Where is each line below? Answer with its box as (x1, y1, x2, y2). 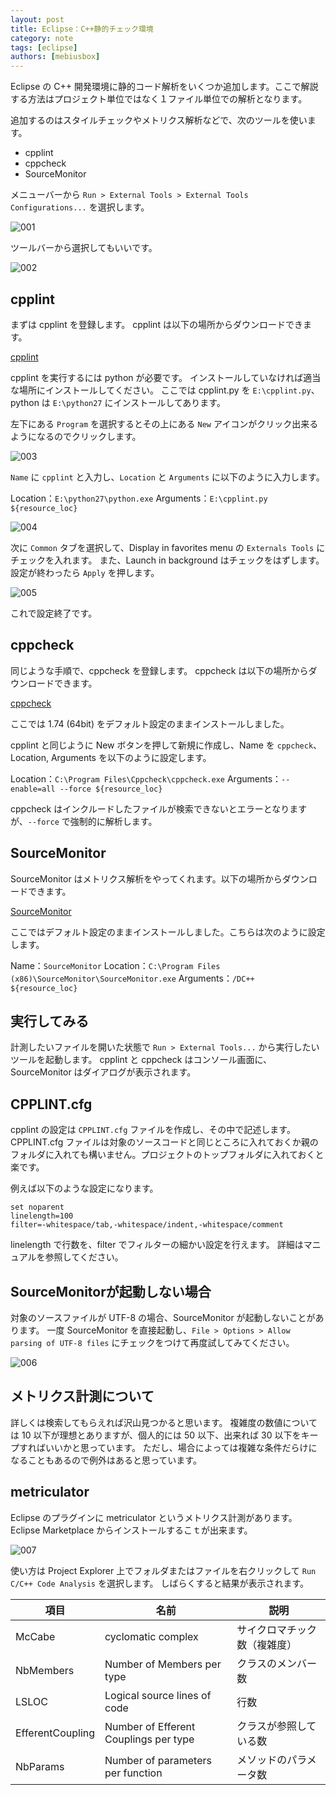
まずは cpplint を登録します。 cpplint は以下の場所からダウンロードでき (10, 318, 303, 330)
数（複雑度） (236, 1637, 298, 1651)
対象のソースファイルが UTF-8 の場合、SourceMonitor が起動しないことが (10, 1312, 316, 1323)
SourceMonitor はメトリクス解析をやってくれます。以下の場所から (10, 872, 283, 885)
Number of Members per (104, 1657, 222, 1671)
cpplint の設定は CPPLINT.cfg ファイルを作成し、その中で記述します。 (10, 1124, 296, 1136)
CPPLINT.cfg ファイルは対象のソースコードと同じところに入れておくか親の (10, 1136, 319, 1148)
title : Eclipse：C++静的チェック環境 (10, 24, 154, 34)
